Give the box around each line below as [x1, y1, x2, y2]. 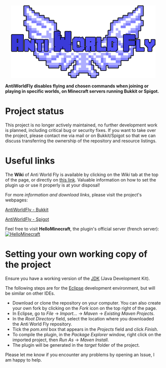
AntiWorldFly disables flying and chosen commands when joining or [5, 83, 149, 89]
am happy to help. [5, 357, 42, 363]
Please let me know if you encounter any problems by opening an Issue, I [5, 352, 155, 358]
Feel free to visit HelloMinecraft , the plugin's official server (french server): [5, 226, 160, 232]
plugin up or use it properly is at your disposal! [5, 182, 100, 188]
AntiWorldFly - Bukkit [5, 206, 49, 212]
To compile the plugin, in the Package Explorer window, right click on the [12, 331, 162, 337]
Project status [5, 106, 64, 117]
